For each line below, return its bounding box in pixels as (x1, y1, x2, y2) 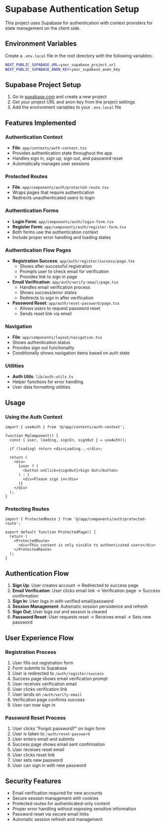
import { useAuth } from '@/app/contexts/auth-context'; (5, 425, 125, 430)
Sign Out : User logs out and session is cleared (12, 609, 107, 615)
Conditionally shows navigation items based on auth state (12, 350, 130, 356)
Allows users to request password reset (19, 305, 101, 311)
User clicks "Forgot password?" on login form (12, 725, 105, 732)
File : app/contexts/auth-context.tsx (12, 145, 87, 151)
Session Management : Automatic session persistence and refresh (12, 603, 148, 609)
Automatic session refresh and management (12, 817, 103, 823)
